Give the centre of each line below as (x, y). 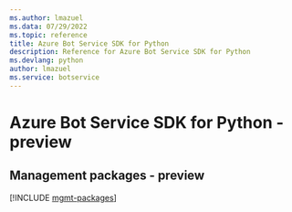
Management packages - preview (107, 176)
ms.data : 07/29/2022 (49, 26)
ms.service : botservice (55, 78)
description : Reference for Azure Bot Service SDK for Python (130, 52)
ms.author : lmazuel (47, 18)
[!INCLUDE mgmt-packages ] (63, 197)
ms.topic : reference (49, 35)
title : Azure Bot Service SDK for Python (89, 43)
